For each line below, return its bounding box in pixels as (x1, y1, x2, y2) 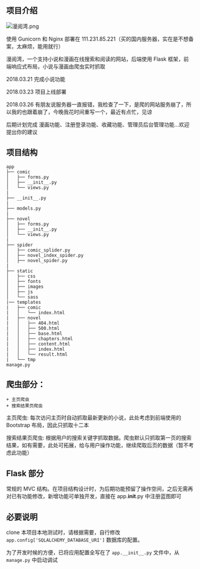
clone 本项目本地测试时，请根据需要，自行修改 (6, 529, 121, 536)
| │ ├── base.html (6, 330, 62, 337)
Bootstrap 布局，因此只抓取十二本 (6, 422, 89, 429)
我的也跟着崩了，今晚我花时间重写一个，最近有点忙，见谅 (11, 108, 152, 115)
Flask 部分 (6, 468, 45, 478)
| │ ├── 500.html (6, 325, 60, 331)
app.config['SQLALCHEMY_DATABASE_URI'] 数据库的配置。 (6, 536, 143, 543)
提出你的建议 (6, 128, 37, 135)
